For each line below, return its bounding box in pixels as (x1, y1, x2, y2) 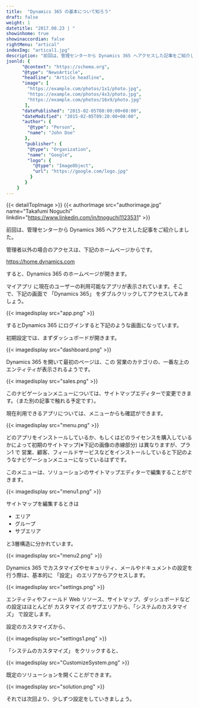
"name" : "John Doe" (27, 130, 76, 136)
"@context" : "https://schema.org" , (21, 63, 110, 70)
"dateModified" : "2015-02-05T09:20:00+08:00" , (21, 113, 139, 119)
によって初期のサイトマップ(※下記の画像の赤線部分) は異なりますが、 (11, 441, 181, 448)
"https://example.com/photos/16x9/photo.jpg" (27, 97, 142, 102)
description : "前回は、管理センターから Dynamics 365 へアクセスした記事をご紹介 (6, 53, 191, 59)
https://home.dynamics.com (6, 258, 75, 265)
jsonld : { (6, 58, 31, 64)
